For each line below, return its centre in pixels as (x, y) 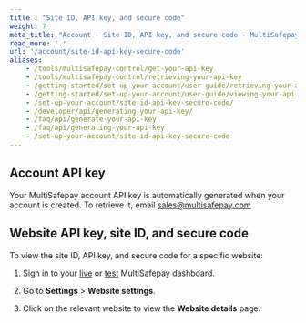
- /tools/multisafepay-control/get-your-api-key (120, 69)
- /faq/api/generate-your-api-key (91, 119)
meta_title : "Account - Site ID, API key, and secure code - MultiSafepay (154, 35)
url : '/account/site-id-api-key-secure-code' (97, 52)
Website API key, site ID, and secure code (129, 233)
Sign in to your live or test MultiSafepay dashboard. (119, 273)
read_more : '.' (38, 43)
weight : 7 (28, 26)
